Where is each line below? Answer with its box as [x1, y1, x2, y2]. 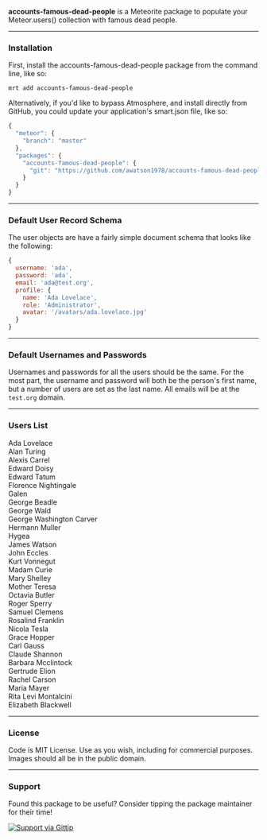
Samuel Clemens [8, 607, 64, 617]
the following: [8, 242, 53, 251]
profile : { [15, 286, 52, 294]
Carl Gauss [8, 641, 45, 650]
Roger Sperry [8, 598, 52, 608]
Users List [8, 420, 48, 432]
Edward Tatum [8, 472, 56, 482]
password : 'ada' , [15, 272, 73, 280]
